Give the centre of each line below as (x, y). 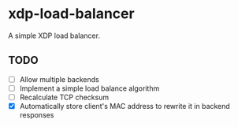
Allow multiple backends (59, 79)
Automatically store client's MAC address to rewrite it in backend (125, 106)
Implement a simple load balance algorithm (89, 88)
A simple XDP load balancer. (54, 35)
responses (37, 115)
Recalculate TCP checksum (64, 97)
